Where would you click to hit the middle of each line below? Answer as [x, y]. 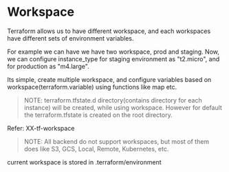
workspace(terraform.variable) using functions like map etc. [92, 87]
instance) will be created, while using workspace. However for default [123, 107]
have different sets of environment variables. [70, 38]
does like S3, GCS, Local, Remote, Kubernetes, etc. [96, 149]
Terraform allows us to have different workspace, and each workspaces [109, 31]
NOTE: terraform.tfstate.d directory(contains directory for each [113, 100]
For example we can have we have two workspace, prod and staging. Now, [113, 52]
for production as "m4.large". [48, 66]
